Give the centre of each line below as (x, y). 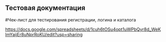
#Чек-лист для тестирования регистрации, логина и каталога (71, 20)
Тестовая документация (45, 8)
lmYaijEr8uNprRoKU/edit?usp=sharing (44, 34)
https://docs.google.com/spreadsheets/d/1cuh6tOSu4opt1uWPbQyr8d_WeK (83, 29)
